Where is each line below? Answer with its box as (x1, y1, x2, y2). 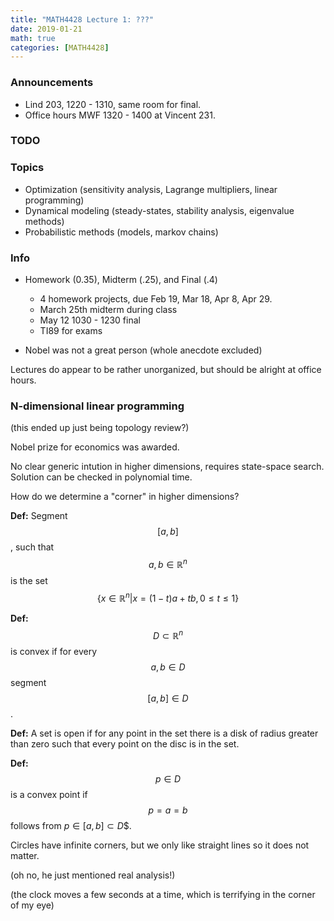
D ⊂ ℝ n (152, 627, 184, 641)
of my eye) (10, 899, 55, 911)
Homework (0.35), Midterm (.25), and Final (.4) (24, 274, 218, 286)
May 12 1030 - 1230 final (39, 314, 141, 326)
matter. (10, 850, 40, 862)
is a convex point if (10, 789, 88, 801)
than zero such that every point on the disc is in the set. (10, 738, 240, 750)
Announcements (10, 76, 94, 90)
